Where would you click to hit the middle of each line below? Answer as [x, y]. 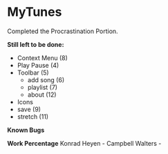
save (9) [29, 109]
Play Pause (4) [38, 65]
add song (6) [46, 79]
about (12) [42, 95]
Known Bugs [26, 130]
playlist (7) [42, 87]
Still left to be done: [36, 44]
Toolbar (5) [33, 73]
